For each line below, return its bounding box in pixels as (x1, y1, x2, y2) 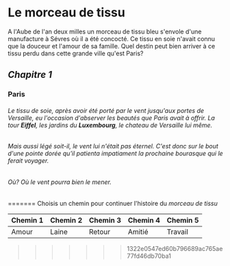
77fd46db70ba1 (127, 252, 172, 260)
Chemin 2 (49, 215, 83, 225)
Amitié (127, 227, 149, 237)
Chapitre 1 (8, 69, 52, 81)
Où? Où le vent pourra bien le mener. (8, 178, 112, 186)
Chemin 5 (166, 215, 199, 225)
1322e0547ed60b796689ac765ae (127, 244, 223, 252)
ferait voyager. (8, 157, 49, 165)
